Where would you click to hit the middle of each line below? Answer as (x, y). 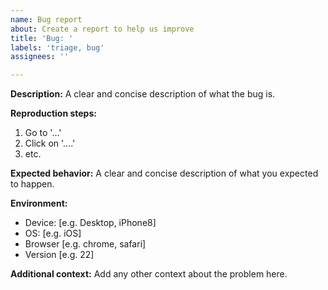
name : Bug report (46, 19)
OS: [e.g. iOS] (53, 233)
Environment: (39, 203)
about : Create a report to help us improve (102, 29)
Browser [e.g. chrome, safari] (85, 244)
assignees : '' (40, 57)
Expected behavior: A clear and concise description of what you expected (164, 173)
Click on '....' (50, 143)
